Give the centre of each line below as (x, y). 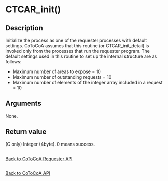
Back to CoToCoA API (28, 173)
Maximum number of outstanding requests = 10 (62, 77)
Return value (26, 132)
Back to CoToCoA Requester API (39, 159)
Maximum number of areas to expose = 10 (57, 71)
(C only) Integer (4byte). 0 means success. (50, 144)
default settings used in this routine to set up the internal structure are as (81, 56)
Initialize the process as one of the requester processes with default (76, 40)
